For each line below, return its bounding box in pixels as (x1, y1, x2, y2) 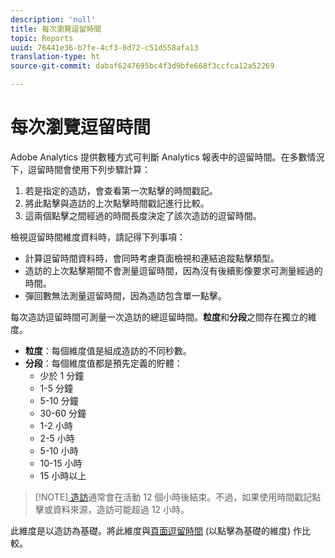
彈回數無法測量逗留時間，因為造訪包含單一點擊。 (24, 289, 227, 301)
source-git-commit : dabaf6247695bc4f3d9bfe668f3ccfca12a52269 (10, 61, 275, 71)
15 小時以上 (39, 469, 87, 481)
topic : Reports (10, 33, 74, 43)
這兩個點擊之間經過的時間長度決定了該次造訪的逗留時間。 (24, 209, 262, 221)
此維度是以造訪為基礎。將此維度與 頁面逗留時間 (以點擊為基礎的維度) (10, 524, 292, 536)
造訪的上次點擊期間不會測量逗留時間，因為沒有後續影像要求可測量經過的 (24, 264, 323, 276)
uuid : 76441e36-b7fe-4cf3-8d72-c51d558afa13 (10, 42, 199, 53)
